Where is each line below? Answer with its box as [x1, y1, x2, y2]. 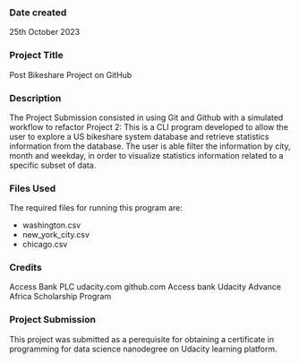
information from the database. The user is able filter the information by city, [9, 141, 291, 151]
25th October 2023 [9, 27, 81, 38]
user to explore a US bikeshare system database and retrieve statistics [9, 131, 269, 142]
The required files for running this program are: [9, 203, 184, 213]
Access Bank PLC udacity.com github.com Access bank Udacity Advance [9, 281, 282, 292]
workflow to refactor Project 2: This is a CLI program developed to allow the [9, 121, 289, 132]
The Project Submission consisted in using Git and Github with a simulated [9, 112, 284, 123]
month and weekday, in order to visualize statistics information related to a [9, 150, 284, 160]
